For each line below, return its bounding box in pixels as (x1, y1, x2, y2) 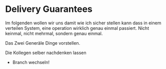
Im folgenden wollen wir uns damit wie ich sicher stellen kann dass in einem (5, 20, 161, 26)
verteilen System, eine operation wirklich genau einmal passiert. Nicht (5, 25, 149, 31)
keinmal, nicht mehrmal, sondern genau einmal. (5, 30, 103, 36)
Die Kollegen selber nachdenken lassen (5, 50, 86, 56)
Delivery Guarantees (5, 3, 92, 15)
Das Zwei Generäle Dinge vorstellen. (5, 40, 80, 46)
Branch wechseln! (12, 59, 50, 65)
